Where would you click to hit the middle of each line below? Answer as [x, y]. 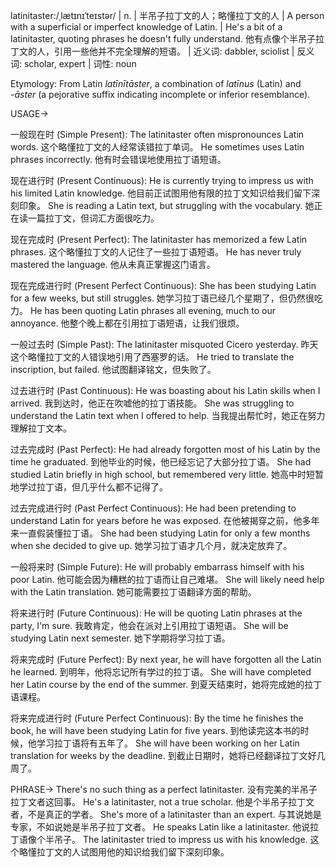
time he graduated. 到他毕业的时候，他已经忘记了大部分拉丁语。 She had [161, 462]
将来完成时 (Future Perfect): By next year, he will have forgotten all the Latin [166, 659]
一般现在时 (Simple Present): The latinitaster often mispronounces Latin [157, 134]
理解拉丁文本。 [41, 428]
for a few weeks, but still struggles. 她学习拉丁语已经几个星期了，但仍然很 [162, 298]
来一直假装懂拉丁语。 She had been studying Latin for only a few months [160, 533]
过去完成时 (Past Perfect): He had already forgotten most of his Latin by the [165, 449]
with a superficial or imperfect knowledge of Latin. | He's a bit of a [146, 27]
